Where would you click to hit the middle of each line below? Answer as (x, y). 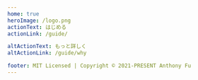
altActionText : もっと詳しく (47, 47)
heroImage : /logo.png (39, 21)
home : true (23, 14)
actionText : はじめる (37, 27)
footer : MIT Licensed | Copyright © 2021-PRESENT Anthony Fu (99, 66)
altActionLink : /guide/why (47, 53)
